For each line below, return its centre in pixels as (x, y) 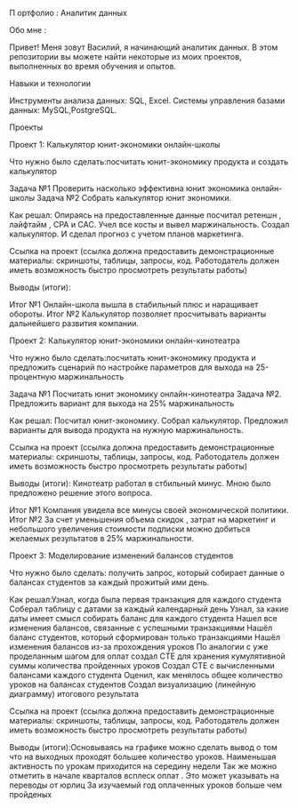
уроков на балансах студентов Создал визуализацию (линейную (133, 684)
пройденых (31, 794)
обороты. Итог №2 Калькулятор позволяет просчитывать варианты (138, 314)
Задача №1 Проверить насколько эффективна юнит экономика (129, 188)
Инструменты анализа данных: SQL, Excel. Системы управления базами (147, 100)
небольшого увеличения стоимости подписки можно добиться (130, 529)
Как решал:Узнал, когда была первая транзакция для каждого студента (145, 600)
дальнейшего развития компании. (74, 323)
